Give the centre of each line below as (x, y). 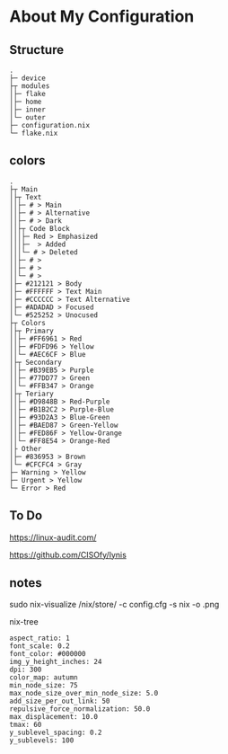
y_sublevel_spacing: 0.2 (56, 733)
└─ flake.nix (34, 133)
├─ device (28, 78)
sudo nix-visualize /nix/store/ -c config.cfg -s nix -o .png (114, 605)
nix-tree (24, 622)
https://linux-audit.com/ (53, 537)
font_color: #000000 (48, 654)
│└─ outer (28, 118)
